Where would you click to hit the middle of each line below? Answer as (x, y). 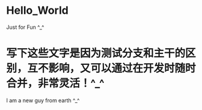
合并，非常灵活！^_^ (55, 83)
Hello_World (38, 11)
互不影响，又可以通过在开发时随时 (112, 68)
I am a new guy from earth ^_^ (43, 100)
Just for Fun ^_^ (25, 27)
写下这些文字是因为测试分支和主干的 (96, 53)
